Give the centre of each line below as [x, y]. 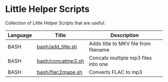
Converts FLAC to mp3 [116, 72]
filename [99, 50]
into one [99, 64]
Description [124, 35]
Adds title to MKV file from [120, 43]
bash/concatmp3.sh [60, 61]
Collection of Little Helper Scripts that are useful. [55, 23]
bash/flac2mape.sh [59, 72]
